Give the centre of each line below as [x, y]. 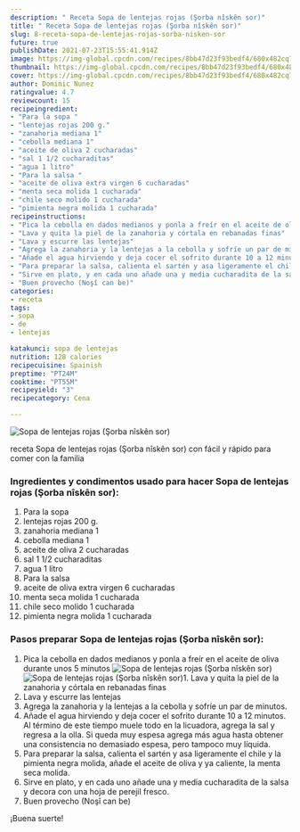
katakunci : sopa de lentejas [64, 349]
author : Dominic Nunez [52, 84]
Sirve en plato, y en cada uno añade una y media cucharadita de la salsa [156, 782]
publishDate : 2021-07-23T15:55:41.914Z [84, 51]
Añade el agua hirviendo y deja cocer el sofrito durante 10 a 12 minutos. [154, 715]
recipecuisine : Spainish [56, 365]
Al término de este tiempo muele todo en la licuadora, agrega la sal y [149, 725]
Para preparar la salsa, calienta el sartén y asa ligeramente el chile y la [152, 754]
